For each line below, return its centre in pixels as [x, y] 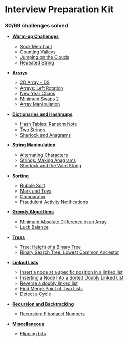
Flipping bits [33, 334]
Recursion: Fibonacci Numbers [52, 314]
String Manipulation [34, 145]
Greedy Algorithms [33, 212]
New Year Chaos [38, 94]
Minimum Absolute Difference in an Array [63, 222]
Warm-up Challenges [36, 36]
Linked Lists [25, 263]
